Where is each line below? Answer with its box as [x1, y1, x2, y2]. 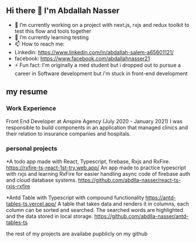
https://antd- [145, 194, 177, 201]
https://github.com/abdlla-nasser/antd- [94, 213, 189, 220]
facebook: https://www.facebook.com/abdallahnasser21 [14, 55, 150, 62]
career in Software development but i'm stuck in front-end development [14, 70, 188, 77]
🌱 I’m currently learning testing [14, 33, 89, 41]
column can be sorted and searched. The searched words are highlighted [6, 206, 183, 213]
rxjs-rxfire [6, 182, 30, 190]
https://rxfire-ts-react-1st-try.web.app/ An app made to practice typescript [6, 164, 186, 171]
